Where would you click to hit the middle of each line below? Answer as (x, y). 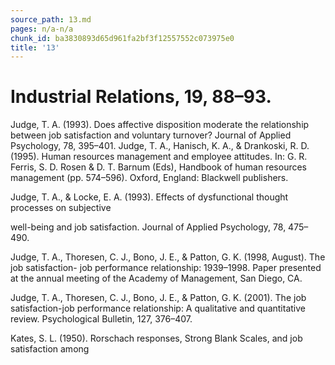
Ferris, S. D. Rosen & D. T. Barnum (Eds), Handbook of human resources (159, 167)
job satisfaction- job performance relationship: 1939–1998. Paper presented (166, 268)
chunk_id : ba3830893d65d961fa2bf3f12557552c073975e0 (122, 38)
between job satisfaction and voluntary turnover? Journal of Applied (151, 135)
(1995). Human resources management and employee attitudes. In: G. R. (159, 157)
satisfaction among (50, 349)
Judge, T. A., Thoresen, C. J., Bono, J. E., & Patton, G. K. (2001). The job (158, 298)
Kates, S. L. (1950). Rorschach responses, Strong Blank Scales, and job (156, 338)
